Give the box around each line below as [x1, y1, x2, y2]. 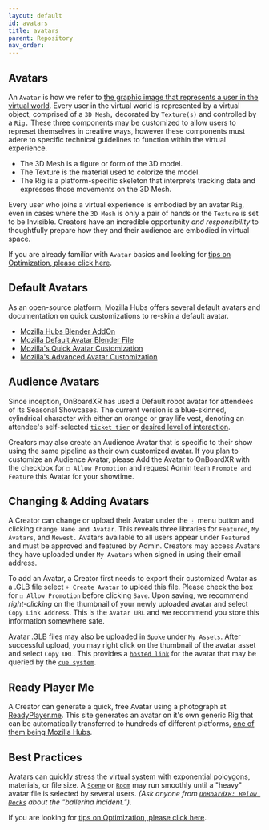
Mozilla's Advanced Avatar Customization [19, 351, 158, 361]
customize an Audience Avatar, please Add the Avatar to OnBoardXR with [8, 454, 251, 464]
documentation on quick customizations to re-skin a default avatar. [8, 311, 230, 320]
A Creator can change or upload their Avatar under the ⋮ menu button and [8, 515, 255, 525]
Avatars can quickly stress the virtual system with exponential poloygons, [8, 772, 251, 781]
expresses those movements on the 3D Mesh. [19, 184, 172, 194]
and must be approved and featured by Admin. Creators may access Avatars [8, 541, 261, 551]
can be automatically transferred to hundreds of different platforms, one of [8, 719, 255, 728]
